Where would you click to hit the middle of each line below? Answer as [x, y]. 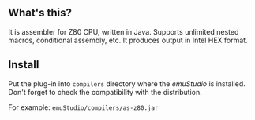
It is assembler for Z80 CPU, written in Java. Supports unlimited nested [124, 31]
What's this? [40, 13]
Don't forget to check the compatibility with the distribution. [105, 92]
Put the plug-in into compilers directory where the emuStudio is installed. [127, 84]
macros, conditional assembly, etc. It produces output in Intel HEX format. [128, 40]
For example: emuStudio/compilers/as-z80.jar [83, 107]
